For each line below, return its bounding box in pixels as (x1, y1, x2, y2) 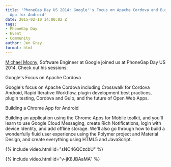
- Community (5, 36, 31, 41)
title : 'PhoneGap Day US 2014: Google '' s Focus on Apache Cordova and (5, 7, 158, 13)
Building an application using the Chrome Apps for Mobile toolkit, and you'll (5, 115, 163, 121)
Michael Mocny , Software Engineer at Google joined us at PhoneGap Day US (5, 59, 166, 65)
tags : (5, 21, 17, 27)
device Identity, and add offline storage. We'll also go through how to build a (5, 125, 165, 131)
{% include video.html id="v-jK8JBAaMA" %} (5, 156, 100, 162)
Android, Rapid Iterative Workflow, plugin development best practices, (5, 89, 152, 95)
